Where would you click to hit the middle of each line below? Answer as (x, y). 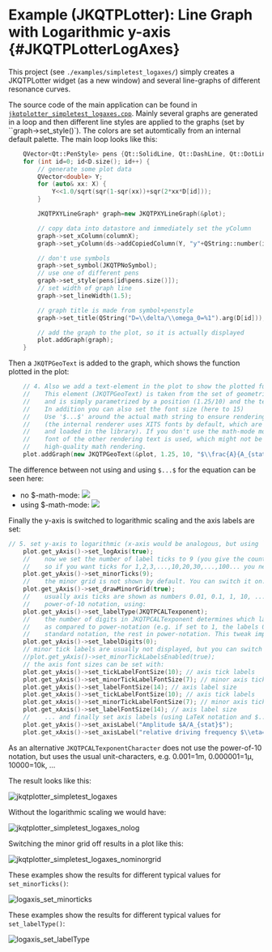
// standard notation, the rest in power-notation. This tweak (137, 634)
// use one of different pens (88, 273)
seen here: (26, 478)
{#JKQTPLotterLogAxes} (94, 49)
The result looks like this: (50, 780)
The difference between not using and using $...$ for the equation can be (132, 470)
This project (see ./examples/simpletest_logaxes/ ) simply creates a (121, 71)
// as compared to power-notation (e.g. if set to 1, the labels (141, 627)
